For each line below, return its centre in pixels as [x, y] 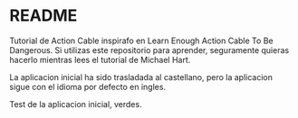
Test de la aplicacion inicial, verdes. [76, 104]
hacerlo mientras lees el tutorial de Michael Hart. [100, 59]
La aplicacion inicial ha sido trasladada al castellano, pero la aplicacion [141, 77]
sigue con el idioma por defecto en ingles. [87, 86]
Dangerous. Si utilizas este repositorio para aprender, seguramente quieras [149, 50]
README [43, 16]
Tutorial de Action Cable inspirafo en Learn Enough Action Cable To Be [141, 41]
